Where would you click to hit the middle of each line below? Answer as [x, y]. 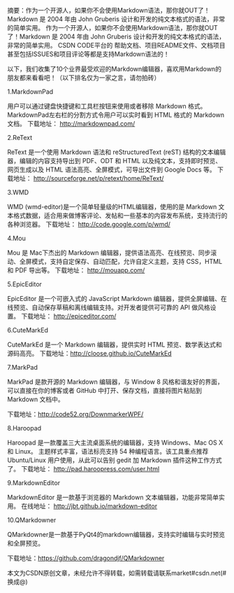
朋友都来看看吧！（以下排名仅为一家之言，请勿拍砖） [84, 78]
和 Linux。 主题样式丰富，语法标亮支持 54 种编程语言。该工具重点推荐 [108, 451]
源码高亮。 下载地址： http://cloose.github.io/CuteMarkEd [90, 353]
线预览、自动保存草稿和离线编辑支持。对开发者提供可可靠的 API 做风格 [109, 307]
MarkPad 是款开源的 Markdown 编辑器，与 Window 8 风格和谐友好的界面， [115, 382]
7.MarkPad [23, 367]
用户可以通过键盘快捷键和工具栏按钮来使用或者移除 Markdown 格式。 [107, 106]
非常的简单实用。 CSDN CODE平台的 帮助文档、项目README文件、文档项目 [116, 45]
